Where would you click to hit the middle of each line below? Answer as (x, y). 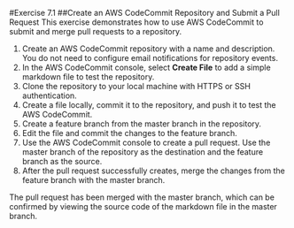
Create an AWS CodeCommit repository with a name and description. (148, 49)
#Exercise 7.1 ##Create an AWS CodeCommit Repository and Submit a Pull (145, 13)
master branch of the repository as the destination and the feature (143, 152)
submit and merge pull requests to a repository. (96, 31)
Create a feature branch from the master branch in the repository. (142, 124)
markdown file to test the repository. (88, 77)
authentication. (49, 95)
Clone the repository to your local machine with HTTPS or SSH (136, 86)
